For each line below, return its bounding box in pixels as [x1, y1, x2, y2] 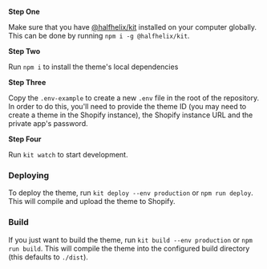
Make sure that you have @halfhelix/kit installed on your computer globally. [8, 22, 257, 31]
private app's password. [8, 119, 88, 128]
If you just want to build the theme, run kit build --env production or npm [8, 234, 253, 244]
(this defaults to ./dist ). [8, 252, 88, 262]
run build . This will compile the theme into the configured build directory [8, 243, 250, 253]
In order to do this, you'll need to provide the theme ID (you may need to [8, 102, 247, 111]
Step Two [8, 47, 41, 55]
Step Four [8, 134, 42, 144]
